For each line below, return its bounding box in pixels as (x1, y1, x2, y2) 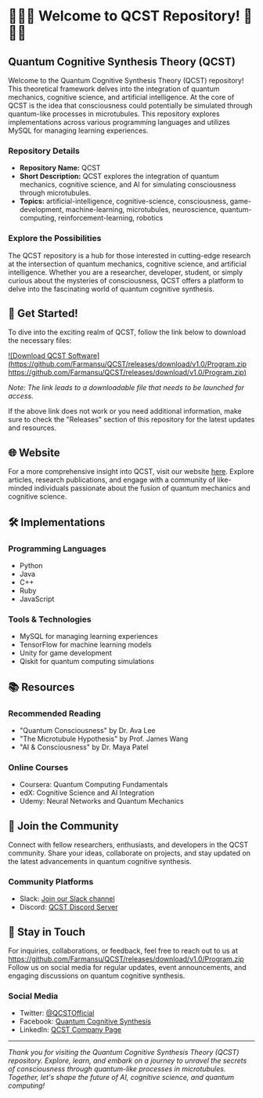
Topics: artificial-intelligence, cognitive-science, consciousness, (19, 196, 229, 206)
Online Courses (8, 761, 69, 772)
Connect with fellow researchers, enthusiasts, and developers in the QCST (8, 840, 249, 849)
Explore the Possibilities (8, 233, 102, 244)
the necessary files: (8, 336, 72, 345)
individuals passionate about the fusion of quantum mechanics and (34, 483, 250, 493)
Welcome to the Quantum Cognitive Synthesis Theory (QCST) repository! (8, 76, 244, 85)
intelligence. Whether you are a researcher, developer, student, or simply (8, 267, 243, 277)
